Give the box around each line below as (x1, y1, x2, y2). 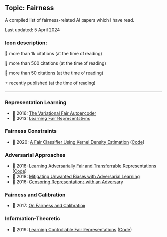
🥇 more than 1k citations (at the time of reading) (5, 51, 103, 57)
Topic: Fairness (5, 4, 54, 12)
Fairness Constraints (5, 128, 57, 135)
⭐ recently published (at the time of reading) (5, 80, 96, 86)
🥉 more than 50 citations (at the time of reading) (5, 70, 104, 76)
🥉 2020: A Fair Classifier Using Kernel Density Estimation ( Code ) (12, 139, 145, 145)
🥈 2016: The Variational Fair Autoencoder (12, 110, 97, 116)
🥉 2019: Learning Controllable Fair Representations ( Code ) (12, 226, 132, 232)
